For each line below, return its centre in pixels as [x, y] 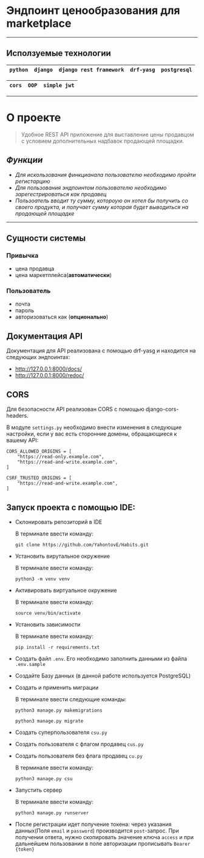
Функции [25, 160]
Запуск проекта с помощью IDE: [71, 507]
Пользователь [29, 291]
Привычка [22, 255]
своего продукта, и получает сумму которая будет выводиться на [102, 207]
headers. [17, 416]
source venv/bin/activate [48, 613]
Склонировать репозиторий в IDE [59, 522]
